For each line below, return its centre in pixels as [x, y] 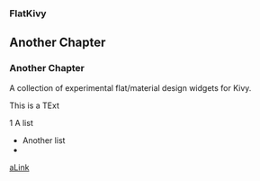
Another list [44, 140]
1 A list [21, 122]
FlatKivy [28, 14]
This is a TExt [35, 105]
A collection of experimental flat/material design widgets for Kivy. [130, 87]
